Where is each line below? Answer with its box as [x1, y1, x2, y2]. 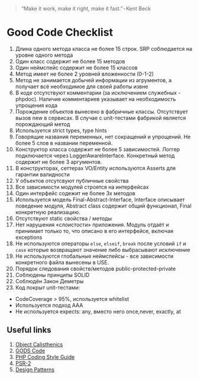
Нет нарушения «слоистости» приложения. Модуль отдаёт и [15, 221, 169, 228]
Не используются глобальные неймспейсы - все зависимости [15, 252, 174, 260]
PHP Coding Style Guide [15, 353, 75, 360]
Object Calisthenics [15, 341, 63, 348]
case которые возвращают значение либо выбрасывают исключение [15, 246, 191, 253]
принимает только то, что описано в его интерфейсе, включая [15, 227, 174, 234]
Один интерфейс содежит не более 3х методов [15, 189, 135, 197]
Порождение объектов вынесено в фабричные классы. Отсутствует [15, 108, 189, 115]
